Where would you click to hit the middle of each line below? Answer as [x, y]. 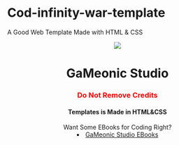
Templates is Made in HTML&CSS [117, 112]
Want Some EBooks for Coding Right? [117, 128]
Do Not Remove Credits [117, 96]
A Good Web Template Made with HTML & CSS [75, 32]
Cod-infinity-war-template [86, 13]
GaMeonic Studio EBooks [122, 135]
